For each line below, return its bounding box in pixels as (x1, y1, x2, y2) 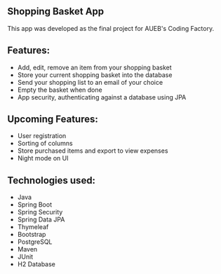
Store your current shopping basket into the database (17, 70, 173, 79)
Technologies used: (7, 174, 96, 186)
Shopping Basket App (7, 6, 105, 18)
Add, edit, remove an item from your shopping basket (17, 63, 172, 71)
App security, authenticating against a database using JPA (17, 93, 187, 101)
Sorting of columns (17, 139, 73, 148)
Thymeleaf (17, 223, 49, 231)
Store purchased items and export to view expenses (17, 146, 168, 155)
